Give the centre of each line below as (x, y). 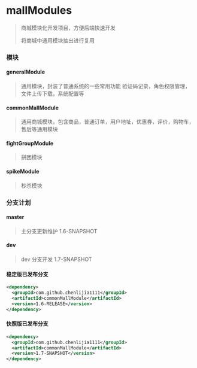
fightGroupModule (30, 143)
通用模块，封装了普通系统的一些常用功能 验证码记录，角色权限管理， (105, 86)
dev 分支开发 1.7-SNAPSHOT (56, 259)
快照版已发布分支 (27, 324)
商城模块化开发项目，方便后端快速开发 (68, 28)
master (15, 217)
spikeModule (23, 172)
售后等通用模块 (39, 129)
